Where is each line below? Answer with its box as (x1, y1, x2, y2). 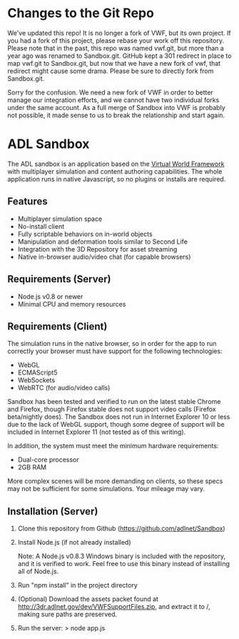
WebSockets (17, 376, 56, 385)
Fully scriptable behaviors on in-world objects (17, 229, 153, 238)
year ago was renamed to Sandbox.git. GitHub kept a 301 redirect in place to (7, 51, 232, 60)
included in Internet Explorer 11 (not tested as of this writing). (7, 427, 186, 437)
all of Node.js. (17, 567, 59, 576)
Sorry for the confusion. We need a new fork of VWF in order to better (7, 88, 214, 96)
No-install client (17, 222, 65, 230)
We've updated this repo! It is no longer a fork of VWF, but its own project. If (7, 29, 231, 37)
